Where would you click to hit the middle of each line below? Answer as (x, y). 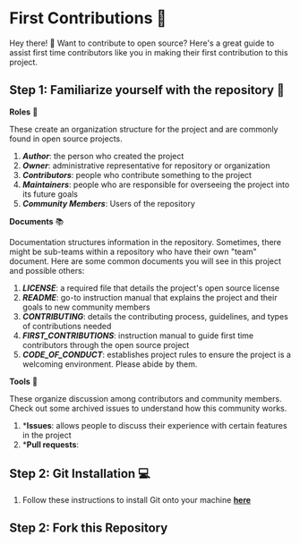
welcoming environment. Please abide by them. (110, 364)
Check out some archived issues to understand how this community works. (148, 408)
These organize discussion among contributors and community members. (146, 398)
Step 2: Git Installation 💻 (80, 474)
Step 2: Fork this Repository (89, 527)
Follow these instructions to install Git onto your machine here (137, 499)
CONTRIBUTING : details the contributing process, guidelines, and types (155, 316)
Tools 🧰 (24, 381)
